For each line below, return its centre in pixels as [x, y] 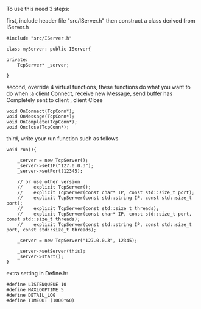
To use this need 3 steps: [38, 9]
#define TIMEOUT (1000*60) [41, 300]
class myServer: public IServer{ [49, 49]
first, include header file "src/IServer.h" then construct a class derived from [101, 20]
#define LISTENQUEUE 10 [37, 285]
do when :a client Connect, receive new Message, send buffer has [90, 93]
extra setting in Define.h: [37, 273]
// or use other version [49, 182]
